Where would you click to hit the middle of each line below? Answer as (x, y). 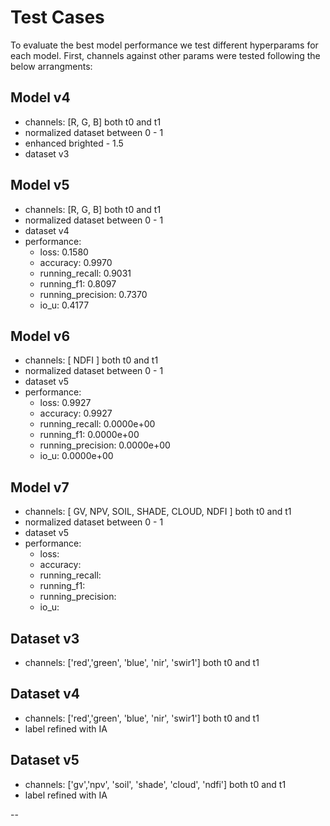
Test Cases (57, 17)
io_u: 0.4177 (64, 305)
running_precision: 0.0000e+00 (105, 445)
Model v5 (40, 185)
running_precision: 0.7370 (93, 294)
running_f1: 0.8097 (78, 283)
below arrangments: (51, 66)
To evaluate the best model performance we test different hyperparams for (164, 45)
